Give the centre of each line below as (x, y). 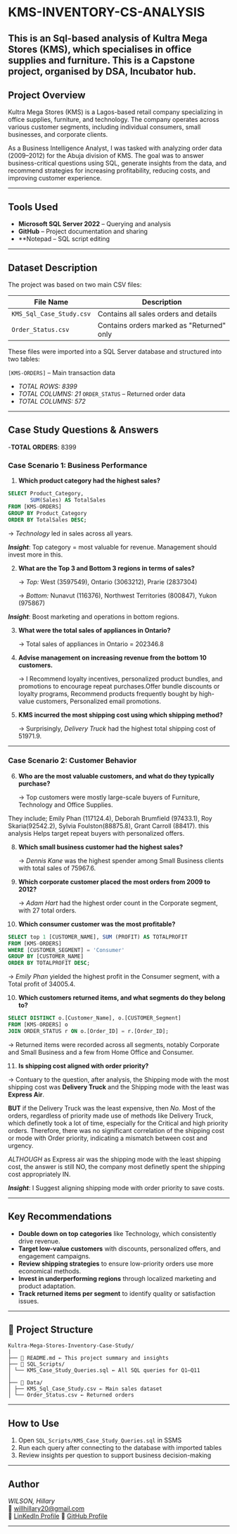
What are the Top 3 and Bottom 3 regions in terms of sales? (107, 568)
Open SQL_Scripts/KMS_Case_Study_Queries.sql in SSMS (100, 1440)
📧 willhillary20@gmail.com (46, 1509)
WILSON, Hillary (32, 1501)
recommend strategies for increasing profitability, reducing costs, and (109, 171)
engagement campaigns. (54, 1256)
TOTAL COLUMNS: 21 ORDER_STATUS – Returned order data (102, 394)
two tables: (24, 359)
